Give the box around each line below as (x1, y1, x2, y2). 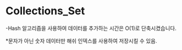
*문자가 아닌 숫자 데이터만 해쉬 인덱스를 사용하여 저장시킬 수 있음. (5, 37, 158, 44)
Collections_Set (5, 4, 85, 18)
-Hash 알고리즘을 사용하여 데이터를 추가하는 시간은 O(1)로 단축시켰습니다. (5, 24, 177, 32)
